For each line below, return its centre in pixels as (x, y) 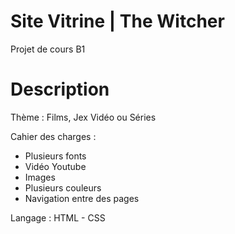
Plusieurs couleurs (63, 187)
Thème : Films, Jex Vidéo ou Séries (83, 117)
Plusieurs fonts (55, 156)
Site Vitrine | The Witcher (117, 21)
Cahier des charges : (53, 136)
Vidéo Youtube (55, 166)
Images (40, 177)
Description (60, 89)
